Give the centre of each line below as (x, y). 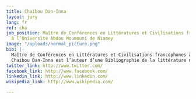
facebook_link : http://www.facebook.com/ (57, 71)
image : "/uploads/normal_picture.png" (53, 44)
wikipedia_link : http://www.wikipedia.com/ (60, 82)
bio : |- (15, 49)
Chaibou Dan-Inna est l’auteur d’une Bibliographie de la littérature (99, 60)
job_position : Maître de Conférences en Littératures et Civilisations (95, 33)
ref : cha (17, 28)
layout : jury (22, 17)
